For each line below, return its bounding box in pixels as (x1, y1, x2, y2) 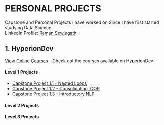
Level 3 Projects (5, 114, 39, 120)
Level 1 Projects (5, 69, 38, 75)
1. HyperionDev (5, 44, 54, 53)
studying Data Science (5, 24, 52, 30)
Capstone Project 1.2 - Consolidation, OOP (12, 85, 100, 91)
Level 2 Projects (5, 102, 39, 108)
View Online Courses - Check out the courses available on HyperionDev (5, 58, 154, 64)
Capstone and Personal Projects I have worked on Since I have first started (5, 19, 159, 25)
